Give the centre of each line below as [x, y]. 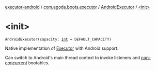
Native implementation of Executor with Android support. [62, 48]
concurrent [16, 63]
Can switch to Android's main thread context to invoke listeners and [73, 57]
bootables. [39, 63]
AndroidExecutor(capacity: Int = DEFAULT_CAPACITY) [58, 39]
